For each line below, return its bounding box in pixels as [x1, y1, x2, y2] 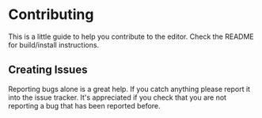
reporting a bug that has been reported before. [8, 101, 161, 110]
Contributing [8, 6, 94, 24]
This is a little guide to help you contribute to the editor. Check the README [8, 32, 255, 41]
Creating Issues [8, 63, 88, 77]
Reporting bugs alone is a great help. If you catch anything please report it [8, 84, 251, 93]
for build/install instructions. [8, 40, 100, 49]
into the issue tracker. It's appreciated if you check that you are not [8, 93, 227, 102]
